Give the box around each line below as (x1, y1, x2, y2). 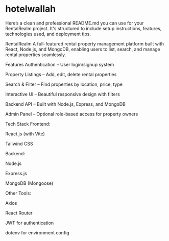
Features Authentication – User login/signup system (5, 61, 114, 67)
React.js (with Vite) (5, 131, 45, 137)
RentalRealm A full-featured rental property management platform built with (5, 40, 164, 46)
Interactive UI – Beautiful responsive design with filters (5, 91, 120, 97)
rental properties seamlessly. (5, 52, 66, 58)
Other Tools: (5, 190, 32, 196)
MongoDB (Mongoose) (5, 180, 54, 186)
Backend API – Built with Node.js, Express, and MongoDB (5, 101, 126, 107)
